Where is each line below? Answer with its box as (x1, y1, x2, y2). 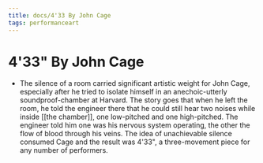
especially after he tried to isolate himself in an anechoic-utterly (19, 87, 227, 97)
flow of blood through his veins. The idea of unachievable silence (19, 129, 233, 139)
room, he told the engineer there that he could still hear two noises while (19, 104, 256, 113)
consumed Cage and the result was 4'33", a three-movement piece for (19, 137, 250, 146)
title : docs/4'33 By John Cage (8, 11, 111, 20)
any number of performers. (19, 146, 108, 155)
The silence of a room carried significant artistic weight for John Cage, (19, 79, 250, 88)
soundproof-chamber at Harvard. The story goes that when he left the (19, 95, 248, 105)
